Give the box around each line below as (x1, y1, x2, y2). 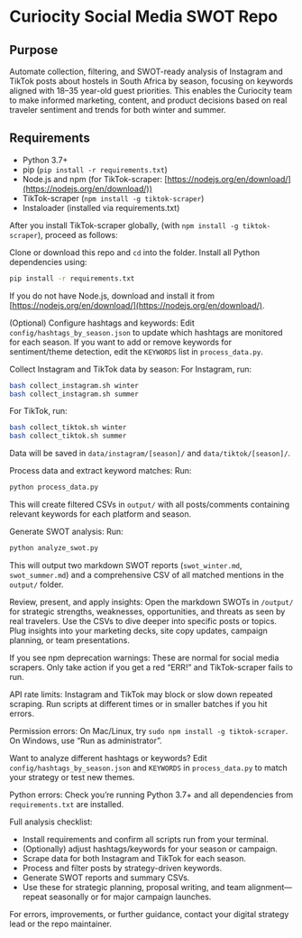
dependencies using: (9, 256, 87, 267)
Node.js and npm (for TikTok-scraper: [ (22, 173, 169, 184)
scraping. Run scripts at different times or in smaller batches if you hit (9, 698, 268, 709)
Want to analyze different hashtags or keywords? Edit (9, 752, 207, 763)
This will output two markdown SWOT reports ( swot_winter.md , (9, 559, 243, 570)
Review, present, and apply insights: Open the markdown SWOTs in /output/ (9, 596, 294, 607)
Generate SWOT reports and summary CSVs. (22, 872, 190, 883)
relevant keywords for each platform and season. (9, 509, 192, 520)
